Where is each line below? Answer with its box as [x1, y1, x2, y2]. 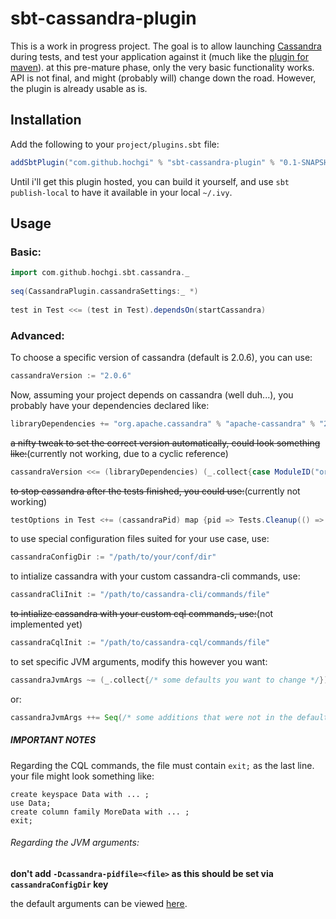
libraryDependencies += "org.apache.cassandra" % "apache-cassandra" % [10, 418, 315, 429]
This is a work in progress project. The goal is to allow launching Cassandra [10, 40, 322, 52]
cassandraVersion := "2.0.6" [10, 370, 132, 381]
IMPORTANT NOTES [10, 734, 97, 746]
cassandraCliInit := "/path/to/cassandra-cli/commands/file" [10, 590, 271, 600]
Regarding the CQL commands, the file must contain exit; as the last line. [10, 759, 315, 771]
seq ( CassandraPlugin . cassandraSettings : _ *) [10, 287, 199, 297]
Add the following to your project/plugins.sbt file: [10, 138, 220, 150]
